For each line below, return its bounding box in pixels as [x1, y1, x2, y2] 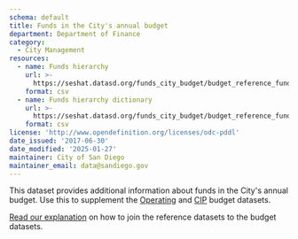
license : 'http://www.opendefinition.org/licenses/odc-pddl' [9, 128, 240, 137]
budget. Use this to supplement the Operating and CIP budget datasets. [9, 195, 271, 205]
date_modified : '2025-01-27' [9, 144, 117, 153]
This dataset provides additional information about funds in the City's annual [9, 185, 288, 196]
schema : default [9, 12, 69, 22]
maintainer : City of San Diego [9, 152, 125, 162]
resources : [9, 54, 50, 63]
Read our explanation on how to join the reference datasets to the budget [9, 212, 277, 222]
